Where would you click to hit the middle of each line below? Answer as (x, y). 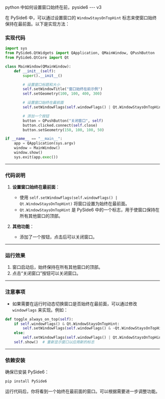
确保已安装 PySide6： (27, 372)
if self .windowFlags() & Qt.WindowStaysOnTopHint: (67, 324)
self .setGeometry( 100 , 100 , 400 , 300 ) (62, 94)
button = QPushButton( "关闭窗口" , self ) (63, 121)
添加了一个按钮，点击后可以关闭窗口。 (58, 237)
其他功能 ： (23, 226)
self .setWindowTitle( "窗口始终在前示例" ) (63, 89)
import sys (16, 48)
